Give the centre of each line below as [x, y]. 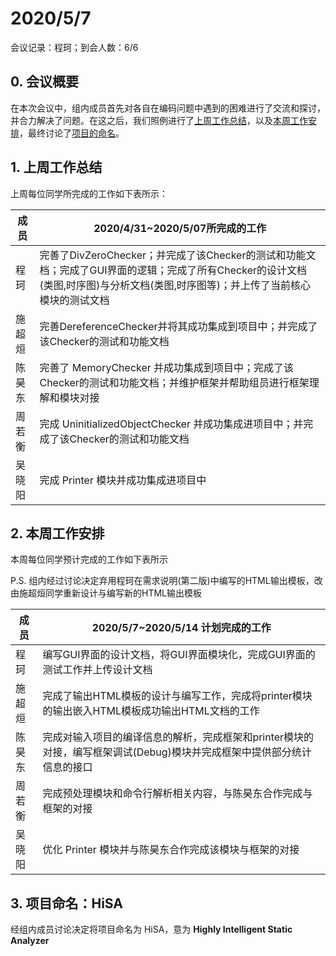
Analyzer [30, 941]
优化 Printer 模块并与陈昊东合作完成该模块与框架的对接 [171, 850]
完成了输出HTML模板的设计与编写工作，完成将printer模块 [177, 696]
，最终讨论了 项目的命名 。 [72, 133]
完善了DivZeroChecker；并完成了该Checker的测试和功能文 [178, 255]
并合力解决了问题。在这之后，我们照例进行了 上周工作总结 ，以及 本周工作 [159, 120]
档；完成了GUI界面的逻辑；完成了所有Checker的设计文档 [173, 270]
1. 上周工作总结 [56, 167]
